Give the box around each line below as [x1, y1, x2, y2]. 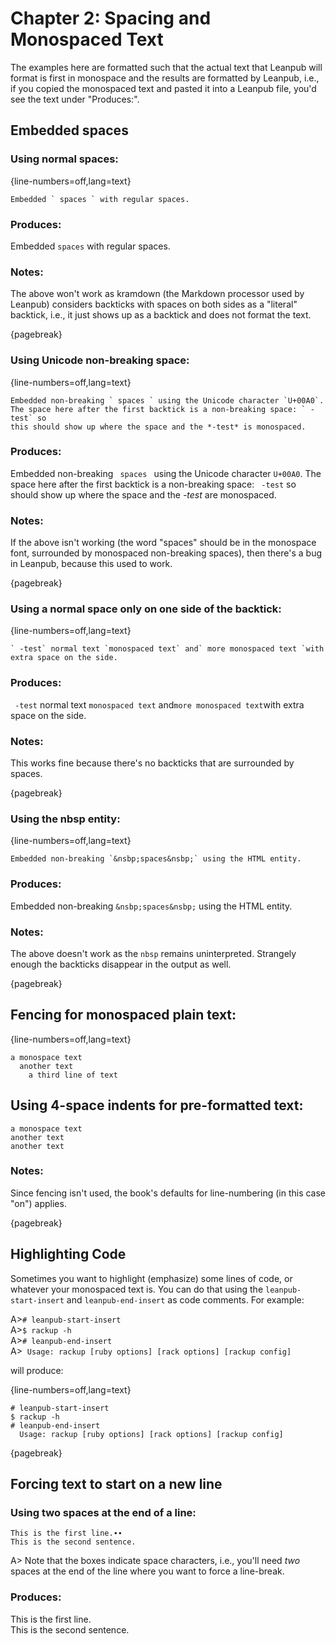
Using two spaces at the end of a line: [10, 1505, 197, 1519]
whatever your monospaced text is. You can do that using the [10, 1283, 264, 1295]
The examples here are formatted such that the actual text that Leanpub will [10, 61, 323, 73]
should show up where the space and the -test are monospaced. [10, 488, 277, 501]
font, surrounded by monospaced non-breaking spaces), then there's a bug [10, 547, 323, 559]
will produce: [10, 1364, 64, 1376]
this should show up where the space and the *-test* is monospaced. [10, 422, 307, 432]
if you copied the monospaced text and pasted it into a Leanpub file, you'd [10, 82, 317, 94]
